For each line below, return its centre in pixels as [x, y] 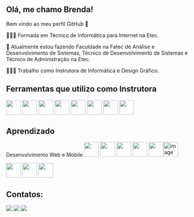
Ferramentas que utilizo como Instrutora [81, 89]
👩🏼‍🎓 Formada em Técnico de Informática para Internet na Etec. [83, 35]
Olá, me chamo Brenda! [50, 10]
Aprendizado [30, 131]
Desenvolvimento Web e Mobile [45, 155]
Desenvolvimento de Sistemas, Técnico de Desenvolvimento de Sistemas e [97, 53]
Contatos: [25, 194]
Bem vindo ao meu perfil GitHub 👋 [47, 24]
